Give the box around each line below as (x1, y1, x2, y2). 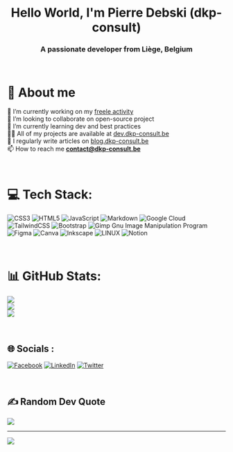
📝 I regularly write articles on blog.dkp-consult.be (7, 137, 149, 145)
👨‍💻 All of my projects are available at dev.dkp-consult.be (7, 130, 170, 138)
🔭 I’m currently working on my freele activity (7, 108, 134, 116)
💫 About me (7, 85, 76, 100)
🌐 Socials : (7, 342, 55, 355)
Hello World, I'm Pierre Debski (10, 5, 187, 21)
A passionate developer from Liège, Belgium (40, 44, 193, 54)
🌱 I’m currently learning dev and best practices (7, 122, 141, 131)
